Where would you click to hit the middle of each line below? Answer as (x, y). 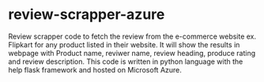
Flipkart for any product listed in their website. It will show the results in (124, 44)
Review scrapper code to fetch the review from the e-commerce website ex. (132, 36)
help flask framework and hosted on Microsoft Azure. (95, 69)
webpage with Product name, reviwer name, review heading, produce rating (132, 53)
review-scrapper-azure (87, 15)
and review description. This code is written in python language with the (126, 61)
